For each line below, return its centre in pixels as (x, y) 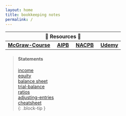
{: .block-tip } (32, 108)
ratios (24, 92)
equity (24, 76)
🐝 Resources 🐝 (63, 37)
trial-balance (31, 86)
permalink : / (19, 19)
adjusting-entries (36, 97)
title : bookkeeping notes (33, 15)
